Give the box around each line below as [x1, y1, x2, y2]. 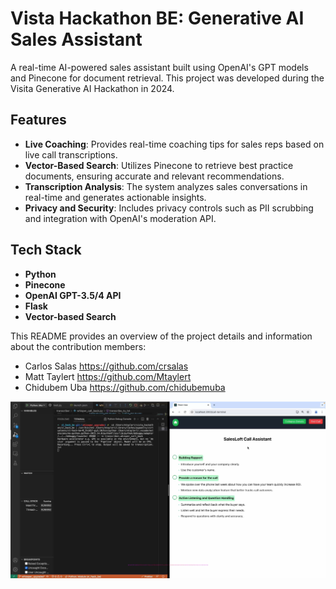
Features [10, 112, 67, 129]
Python [24, 268, 57, 280]
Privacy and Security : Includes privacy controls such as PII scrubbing [24, 202, 314, 214]
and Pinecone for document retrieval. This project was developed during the [10, 72, 325, 84]
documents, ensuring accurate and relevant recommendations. [24, 170, 285, 182]
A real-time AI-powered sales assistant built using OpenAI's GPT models [10, 61, 309, 73]
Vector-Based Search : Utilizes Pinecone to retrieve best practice [24, 159, 294, 171]
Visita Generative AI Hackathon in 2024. [10, 82, 175, 94]
